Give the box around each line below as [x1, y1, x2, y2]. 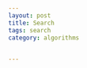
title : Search [8, 19, 55, 27]
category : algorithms [8, 33, 80, 42]
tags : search [8, 26, 51, 34]
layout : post [8, 11, 51, 20]
